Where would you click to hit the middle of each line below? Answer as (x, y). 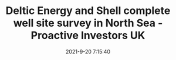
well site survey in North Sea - (88, 23)
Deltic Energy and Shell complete (88, 11)
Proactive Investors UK (88, 36)
